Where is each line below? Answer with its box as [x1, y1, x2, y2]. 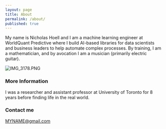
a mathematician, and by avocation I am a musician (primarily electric [5, 51, 147, 57]
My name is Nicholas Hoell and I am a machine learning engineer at [5, 35, 143, 41]
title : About [5, 12, 32, 17]
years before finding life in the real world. [5, 94, 89, 100]
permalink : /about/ [5, 16, 46, 21]
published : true [5, 21, 39, 26]
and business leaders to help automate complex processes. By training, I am [5, 45, 162, 51]
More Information [5, 78, 48, 85]
